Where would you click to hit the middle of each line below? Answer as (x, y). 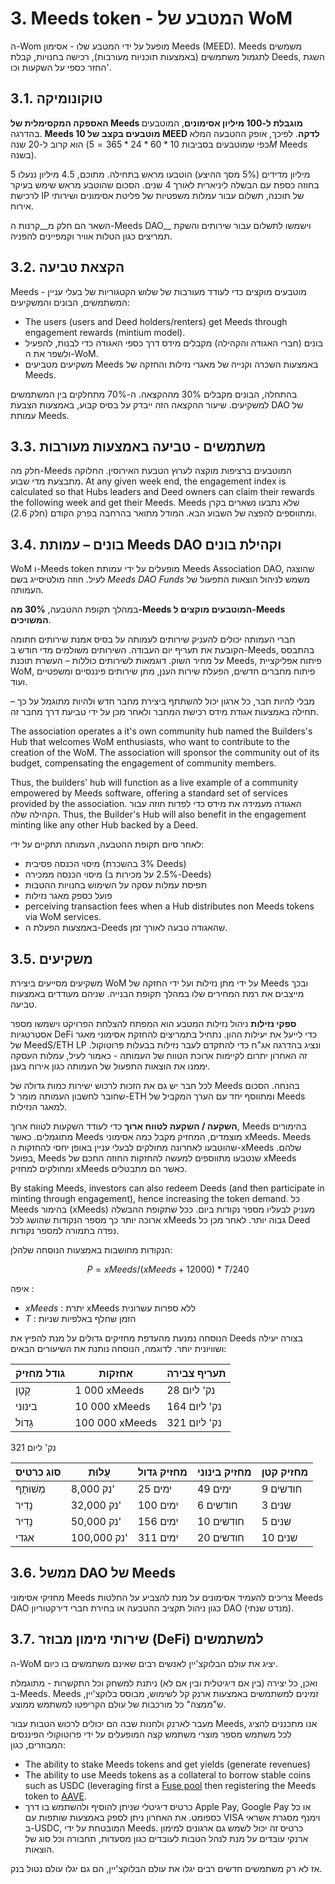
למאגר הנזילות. (39, 1106)
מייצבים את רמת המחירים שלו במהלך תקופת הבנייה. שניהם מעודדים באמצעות (157, 993)
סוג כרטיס (38, 1472)
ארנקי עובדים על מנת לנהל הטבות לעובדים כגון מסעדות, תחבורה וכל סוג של (166, 1838)
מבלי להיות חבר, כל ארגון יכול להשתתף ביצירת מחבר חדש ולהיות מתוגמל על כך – (162, 701)
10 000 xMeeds (112, 1406)
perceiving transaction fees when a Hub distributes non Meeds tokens (169, 906)
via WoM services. (63, 917)
